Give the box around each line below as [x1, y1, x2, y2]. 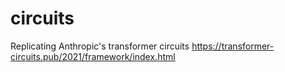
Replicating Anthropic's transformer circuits [10, 40, 190, 52]
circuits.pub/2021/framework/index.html [10, 50, 176, 62]
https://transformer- [191, 40, 275, 52]
